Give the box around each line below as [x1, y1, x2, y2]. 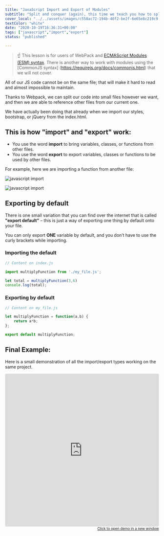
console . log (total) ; [5, 283, 47, 288]
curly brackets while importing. [5, 237, 67, 243]
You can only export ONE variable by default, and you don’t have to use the [5, 232, 157, 238]
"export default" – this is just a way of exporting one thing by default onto [5, 217, 155, 223]
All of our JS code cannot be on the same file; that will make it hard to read [5, 79, 155, 85]
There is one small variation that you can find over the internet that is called [5, 212, 157, 218]
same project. [5, 364, 33, 370]
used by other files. [12, 156, 51, 162]
